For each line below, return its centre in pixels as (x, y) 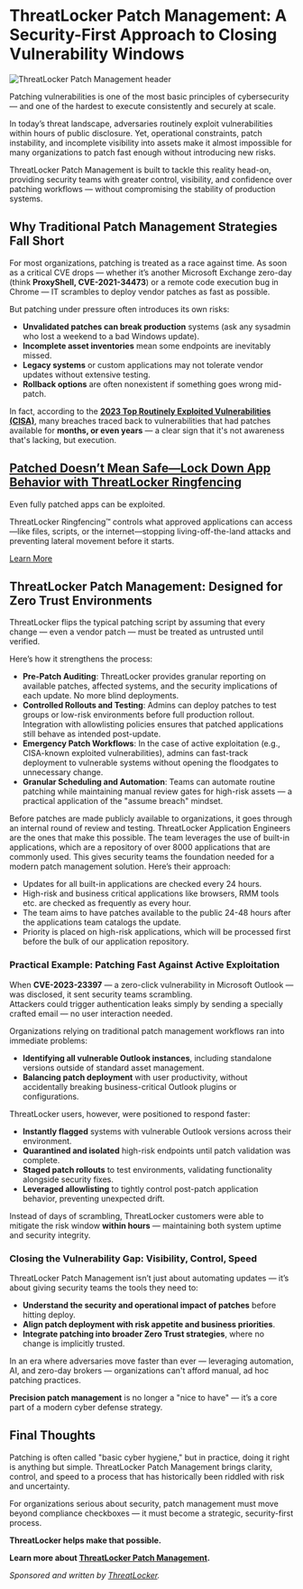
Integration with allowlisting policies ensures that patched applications (153, 725)
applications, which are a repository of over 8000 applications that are (140, 847)
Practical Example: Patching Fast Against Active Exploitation (145, 965)
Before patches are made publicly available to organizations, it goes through (151, 818)
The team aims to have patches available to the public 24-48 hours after (156, 913)
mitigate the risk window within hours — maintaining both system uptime (146, 1225)
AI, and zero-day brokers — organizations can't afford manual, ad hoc (139, 1370)
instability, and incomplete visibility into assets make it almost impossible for (151, 143)
